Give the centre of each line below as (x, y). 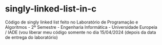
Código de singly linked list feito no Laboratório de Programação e (71, 22)
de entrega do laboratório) (31, 37)
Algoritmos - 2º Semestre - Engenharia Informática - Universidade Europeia (81, 27)
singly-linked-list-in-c (51, 9)
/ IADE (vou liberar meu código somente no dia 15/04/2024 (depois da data (81, 32)
